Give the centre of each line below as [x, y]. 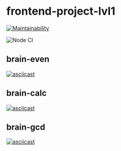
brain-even [28, 59]
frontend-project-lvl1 [61, 11]
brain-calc [27, 93]
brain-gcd [26, 127]
